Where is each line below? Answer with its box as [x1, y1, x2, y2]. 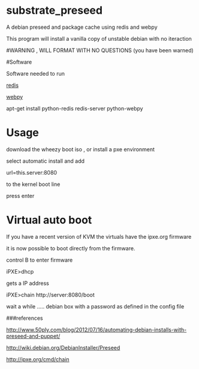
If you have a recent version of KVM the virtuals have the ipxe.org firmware [6, 233, 192, 240]
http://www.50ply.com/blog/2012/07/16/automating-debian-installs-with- [6, 326, 187, 333]
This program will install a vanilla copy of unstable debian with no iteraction [6, 35, 192, 42]
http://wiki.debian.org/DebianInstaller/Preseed [6, 344, 120, 351]
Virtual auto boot [6, 214, 92, 227]
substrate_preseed [6, 4, 103, 17]
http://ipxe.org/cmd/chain [6, 355, 70, 363]
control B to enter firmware [6, 256, 73, 263]
